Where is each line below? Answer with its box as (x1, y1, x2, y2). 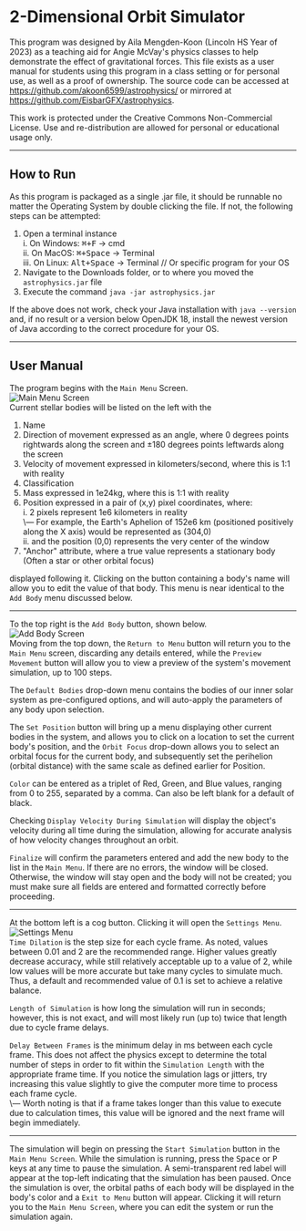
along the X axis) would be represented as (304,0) (22, 526, 212, 537)
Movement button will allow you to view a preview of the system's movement (9, 657, 291, 667)
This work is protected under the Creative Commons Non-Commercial (9, 112, 273, 123)
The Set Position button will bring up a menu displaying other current (9, 721, 272, 732)
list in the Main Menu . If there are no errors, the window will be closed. (9, 862, 269, 873)
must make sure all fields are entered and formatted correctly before (9, 881, 267, 892)
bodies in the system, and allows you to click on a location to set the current (9, 731, 295, 742)
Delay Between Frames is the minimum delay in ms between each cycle (9, 1040, 273, 1050)
